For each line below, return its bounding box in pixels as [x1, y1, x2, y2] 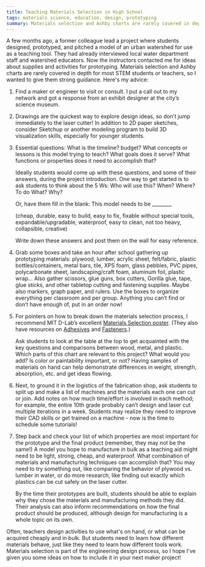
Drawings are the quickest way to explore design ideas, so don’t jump [15, 113, 190, 120]
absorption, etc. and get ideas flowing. [15, 370, 113, 377]
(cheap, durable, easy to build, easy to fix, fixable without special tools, [15, 212, 195, 220]
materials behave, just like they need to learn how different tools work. [6, 541, 183, 548]
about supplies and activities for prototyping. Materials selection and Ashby [6, 63, 196, 70]
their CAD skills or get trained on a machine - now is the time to [15, 414, 175, 422]
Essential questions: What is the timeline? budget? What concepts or [15, 144, 188, 152]
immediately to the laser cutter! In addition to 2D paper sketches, [15, 119, 179, 127]
